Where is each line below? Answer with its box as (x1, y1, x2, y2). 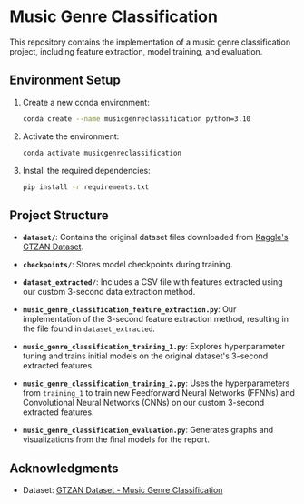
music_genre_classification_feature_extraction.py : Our (22, 304, 237, 315)
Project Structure (9, 207, 109, 223)
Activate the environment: (22, 130, 120, 142)
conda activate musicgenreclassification (22, 148, 181, 157)
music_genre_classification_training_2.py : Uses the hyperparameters (22, 378, 290, 388)
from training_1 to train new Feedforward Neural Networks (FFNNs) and (22, 388, 295, 398)
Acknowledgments (9, 460, 120, 476)
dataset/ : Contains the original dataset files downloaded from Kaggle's (22, 232, 289, 243)
